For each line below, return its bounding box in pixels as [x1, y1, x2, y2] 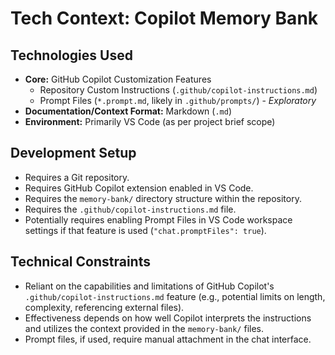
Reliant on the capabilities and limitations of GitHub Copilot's [24, 280, 275, 292]
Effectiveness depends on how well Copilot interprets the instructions [24, 312, 312, 324]
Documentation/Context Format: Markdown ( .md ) [24, 105, 233, 117]
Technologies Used [10, 47, 133, 64]
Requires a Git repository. [24, 171, 130, 183]
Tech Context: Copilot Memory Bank [10, 7, 319, 30]
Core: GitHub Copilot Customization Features [24, 73, 212, 85]
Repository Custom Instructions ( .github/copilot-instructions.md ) [39, 84, 318, 96]
